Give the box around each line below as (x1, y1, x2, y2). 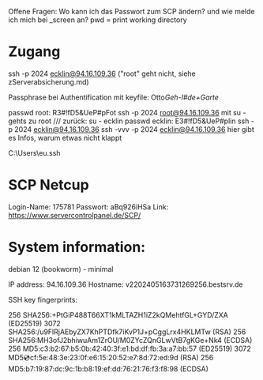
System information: (8, 239, 146, 256)
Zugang (8, 43, 61, 61)
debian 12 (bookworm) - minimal (8, 264, 114, 273)
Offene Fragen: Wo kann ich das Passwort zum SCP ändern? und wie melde (8, 7, 255, 16)
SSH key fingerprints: (8, 295, 77, 304)
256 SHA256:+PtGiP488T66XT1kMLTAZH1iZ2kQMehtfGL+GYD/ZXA (8, 310, 229, 319)
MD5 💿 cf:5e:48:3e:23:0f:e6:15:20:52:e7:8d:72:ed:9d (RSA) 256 (8, 352, 214, 362)
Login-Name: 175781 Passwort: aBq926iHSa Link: (8, 201, 169, 212)
